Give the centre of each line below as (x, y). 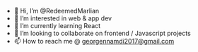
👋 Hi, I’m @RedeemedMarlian (57, 11)
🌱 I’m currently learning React (57, 26)
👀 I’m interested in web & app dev (63, 18)
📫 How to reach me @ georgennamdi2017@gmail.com (94, 41)
